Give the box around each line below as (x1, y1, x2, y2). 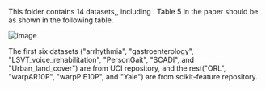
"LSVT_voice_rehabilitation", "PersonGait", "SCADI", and (8, 55, 195, 64)
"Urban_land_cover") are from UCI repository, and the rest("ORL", (8, 63, 226, 73)
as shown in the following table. (8, 15, 114, 25)
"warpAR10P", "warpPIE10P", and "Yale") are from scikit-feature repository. (8, 72, 259, 81)
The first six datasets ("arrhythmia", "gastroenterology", (8, 47, 194, 55)
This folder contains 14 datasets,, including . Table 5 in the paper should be (8, 7, 259, 16)
